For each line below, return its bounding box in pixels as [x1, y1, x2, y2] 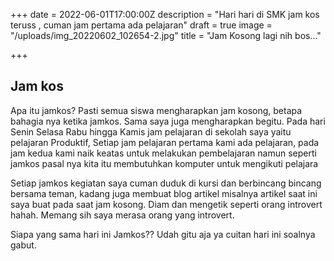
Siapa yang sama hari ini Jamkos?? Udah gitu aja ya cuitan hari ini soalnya [10, 228, 316, 240]
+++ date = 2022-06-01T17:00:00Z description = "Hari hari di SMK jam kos [10, 9, 320, 20]
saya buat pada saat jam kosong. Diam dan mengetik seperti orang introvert [10, 198, 323, 210]
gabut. [10, 239, 37, 251]
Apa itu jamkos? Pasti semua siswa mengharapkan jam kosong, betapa [10, 104, 303, 116]
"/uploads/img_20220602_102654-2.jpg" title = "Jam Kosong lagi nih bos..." [10, 30, 322, 41]
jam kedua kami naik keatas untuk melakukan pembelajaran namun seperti [10, 147, 317, 159]
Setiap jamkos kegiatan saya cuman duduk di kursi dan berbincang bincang [10, 177, 322, 189]
